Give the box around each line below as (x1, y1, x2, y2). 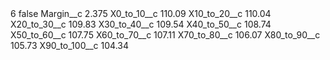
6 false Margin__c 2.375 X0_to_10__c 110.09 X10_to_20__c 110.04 (10, 8, 272, 19)
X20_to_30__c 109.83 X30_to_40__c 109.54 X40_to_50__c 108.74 (10, 18, 272, 30)
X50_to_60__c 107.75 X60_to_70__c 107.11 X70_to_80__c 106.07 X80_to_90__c (10, 29, 321, 41)
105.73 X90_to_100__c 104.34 (10, 40, 129, 51)
